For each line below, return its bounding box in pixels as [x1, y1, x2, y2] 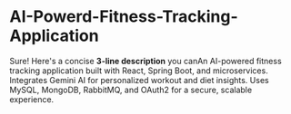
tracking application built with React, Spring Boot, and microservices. [9, 65, 268, 76]
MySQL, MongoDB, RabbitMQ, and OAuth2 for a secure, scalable [9, 84, 253, 95]
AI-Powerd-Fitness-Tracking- [9, 6, 238, 27]
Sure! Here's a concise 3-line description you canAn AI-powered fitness [9, 55, 282, 66]
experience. [9, 93, 55, 105]
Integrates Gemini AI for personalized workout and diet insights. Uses [9, 74, 270, 85]
